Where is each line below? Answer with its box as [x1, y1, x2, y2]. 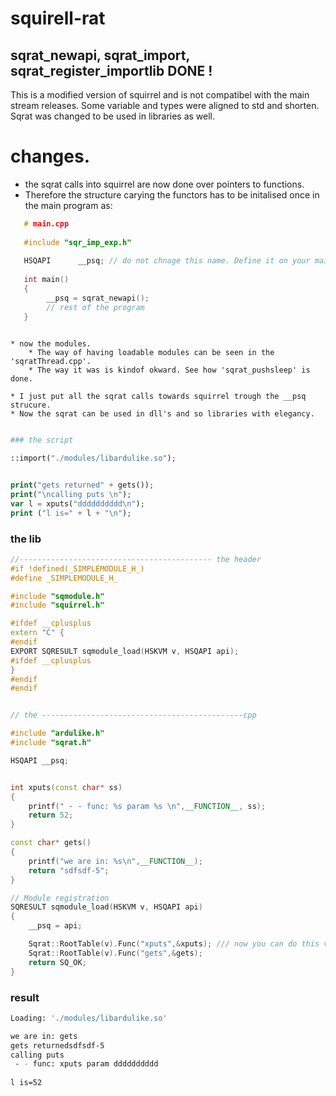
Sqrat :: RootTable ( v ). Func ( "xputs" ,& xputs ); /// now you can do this [28, 939, 320, 949]
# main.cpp [23, 218, 70, 229]
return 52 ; [28, 810, 74, 821]
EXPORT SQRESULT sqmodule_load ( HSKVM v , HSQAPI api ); [10, 646, 240, 656]
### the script [10, 435, 74, 446]
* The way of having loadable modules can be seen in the [28, 348, 275, 358]
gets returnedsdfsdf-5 [10, 1040, 105, 1051]
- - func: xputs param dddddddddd [14, 1059, 159, 1069]
